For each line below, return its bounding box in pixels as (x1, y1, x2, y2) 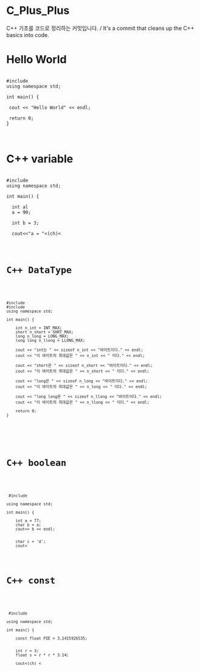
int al (12, 204, 29, 210)
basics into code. (6, 31, 50, 38)
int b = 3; (12, 220, 40, 226)
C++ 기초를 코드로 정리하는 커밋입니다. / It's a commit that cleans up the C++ (6, 24, 195, 32)
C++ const (6, 575, 56, 587)
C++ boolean (6, 457, 67, 469)
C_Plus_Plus (6, 4, 70, 18)
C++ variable (6, 152, 74, 166)
